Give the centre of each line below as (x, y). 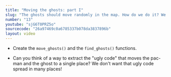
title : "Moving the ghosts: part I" (44, 10)
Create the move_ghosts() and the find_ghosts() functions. (75, 48)
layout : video (20, 34)
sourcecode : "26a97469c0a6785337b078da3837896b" (58, 29)
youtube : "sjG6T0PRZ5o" (31, 24)
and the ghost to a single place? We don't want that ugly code (89, 63)
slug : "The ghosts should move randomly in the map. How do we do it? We (86, 15)
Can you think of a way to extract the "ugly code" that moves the (81, 58)
